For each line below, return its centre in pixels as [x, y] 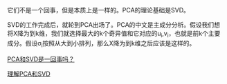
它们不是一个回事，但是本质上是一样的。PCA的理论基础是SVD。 [99, 10]
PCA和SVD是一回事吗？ [41, 59]
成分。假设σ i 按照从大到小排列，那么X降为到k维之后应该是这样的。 [101, 44]
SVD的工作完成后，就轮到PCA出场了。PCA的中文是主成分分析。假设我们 [111, 25]
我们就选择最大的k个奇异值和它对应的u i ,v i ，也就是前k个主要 [136, 34]
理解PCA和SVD [29, 74]
